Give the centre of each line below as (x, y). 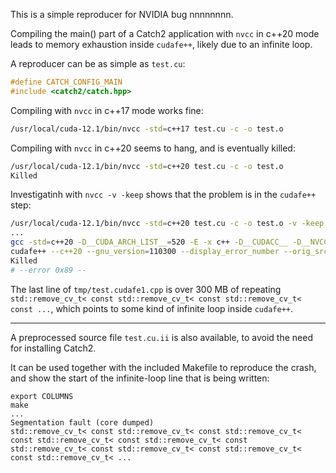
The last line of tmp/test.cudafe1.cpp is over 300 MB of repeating (146, 289)
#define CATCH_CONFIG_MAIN (66, 82)
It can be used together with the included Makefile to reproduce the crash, (163, 367)
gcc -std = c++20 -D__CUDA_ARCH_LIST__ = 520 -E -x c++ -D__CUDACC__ (149, 242)
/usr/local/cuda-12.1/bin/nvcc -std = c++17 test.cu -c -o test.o (147, 129)
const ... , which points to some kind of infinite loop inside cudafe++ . (152, 308)
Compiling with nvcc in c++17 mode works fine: (107, 110)
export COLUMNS (42, 396)
